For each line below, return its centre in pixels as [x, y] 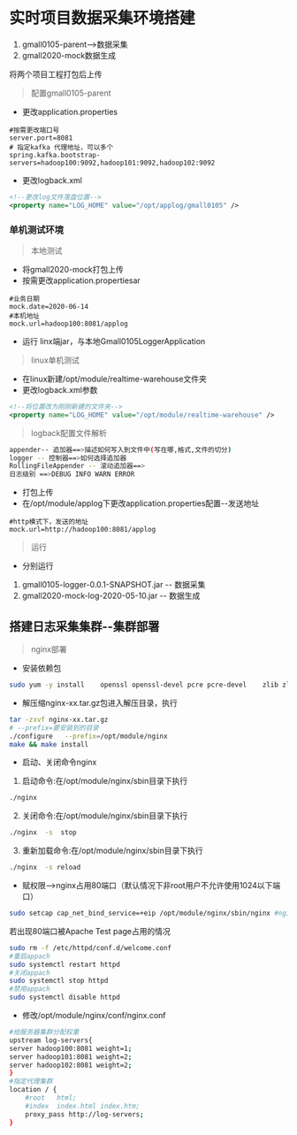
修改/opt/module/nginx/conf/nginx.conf [94, 1016]
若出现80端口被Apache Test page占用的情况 [90, 931]
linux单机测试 [55, 360]
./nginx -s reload [45, 868]
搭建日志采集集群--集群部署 [84, 626]
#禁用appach [30, 989]
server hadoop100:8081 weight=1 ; [71, 1048]
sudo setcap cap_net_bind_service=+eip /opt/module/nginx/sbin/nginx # [144, 913]
